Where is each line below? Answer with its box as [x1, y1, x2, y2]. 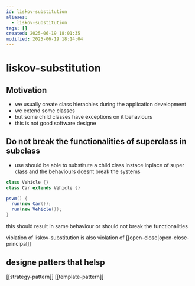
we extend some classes [14, 107, 75, 114]
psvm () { [6, 196, 28, 201]
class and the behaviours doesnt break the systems [14, 168, 141, 175]
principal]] [6, 240, 31, 248]
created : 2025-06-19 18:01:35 [6, 31, 81, 37]
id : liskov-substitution [6, 8, 67, 15]
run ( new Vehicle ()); [11, 206, 62, 213]
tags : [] [6, 25, 28, 31]
